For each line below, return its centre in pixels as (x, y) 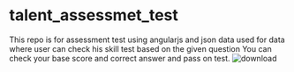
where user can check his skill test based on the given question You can (140, 48)
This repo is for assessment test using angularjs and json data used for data (147, 40)
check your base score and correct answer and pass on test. (120, 58)
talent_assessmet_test (94, 15)
